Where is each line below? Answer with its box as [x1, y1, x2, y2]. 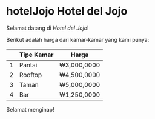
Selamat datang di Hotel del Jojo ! [6, 24, 89, 32]
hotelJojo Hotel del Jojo [6, 4, 128, 18]
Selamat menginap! [6, 106, 54, 113]
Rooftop [19, 70, 42, 79]
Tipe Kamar [19, 50, 54, 59]
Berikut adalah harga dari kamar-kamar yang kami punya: [6, 36, 150, 43]
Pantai [19, 61, 38, 69]
